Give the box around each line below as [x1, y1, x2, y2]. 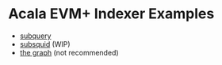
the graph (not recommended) [19, 48, 119, 57]
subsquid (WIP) [19, 39, 71, 48]
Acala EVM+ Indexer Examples [8, 5, 215, 23]
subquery [19, 31, 52, 40]
